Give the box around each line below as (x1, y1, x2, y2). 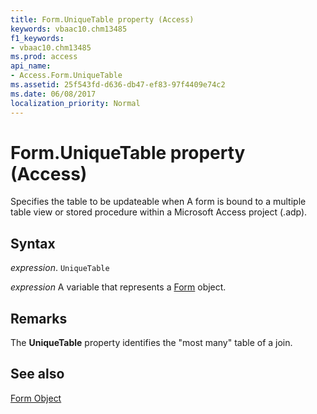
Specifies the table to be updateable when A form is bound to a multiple (10, 196, 307, 208)
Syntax (10, 235, 56, 252)
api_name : (10, 61, 52, 71)
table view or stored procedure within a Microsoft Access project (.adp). (10, 206, 308, 218)
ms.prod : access (10, 52, 78, 62)
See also (10, 366, 65, 383)
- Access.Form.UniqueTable (10, 71, 123, 81)
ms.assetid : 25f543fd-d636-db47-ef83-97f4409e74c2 (10, 80, 226, 90)
